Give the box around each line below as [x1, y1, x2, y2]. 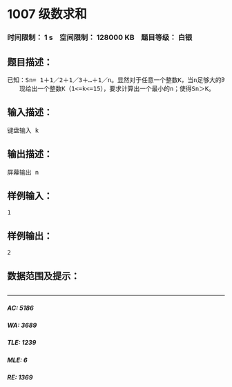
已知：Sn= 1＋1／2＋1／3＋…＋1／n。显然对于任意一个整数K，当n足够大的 [7, 76, 222, 83]
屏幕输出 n [7, 168, 39, 176]
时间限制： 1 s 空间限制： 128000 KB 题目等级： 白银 [7, 32, 193, 42]
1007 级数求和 [7, 6, 88, 22]
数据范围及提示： [7, 270, 80, 281]
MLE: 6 [7, 356, 28, 364]
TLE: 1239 [7, 339, 37, 347]
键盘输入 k [7, 126, 39, 135]
